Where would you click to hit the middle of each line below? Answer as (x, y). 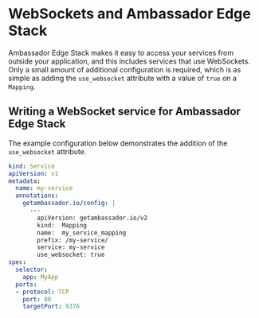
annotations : (37, 196)
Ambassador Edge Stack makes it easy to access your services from (121, 52)
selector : (31, 270)
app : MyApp (41, 277)
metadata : (25, 181)
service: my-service (71, 247)
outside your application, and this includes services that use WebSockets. (129, 61)
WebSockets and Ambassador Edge (129, 14)
